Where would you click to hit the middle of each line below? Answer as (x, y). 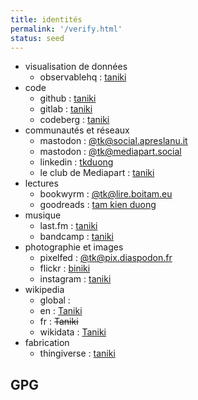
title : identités (46, 19)
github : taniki (68, 98)
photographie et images (74, 247)
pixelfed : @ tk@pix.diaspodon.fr (106, 258)
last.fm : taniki (68, 226)
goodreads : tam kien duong (98, 205)
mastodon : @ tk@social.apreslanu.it (113, 141)
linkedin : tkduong (76, 162)
